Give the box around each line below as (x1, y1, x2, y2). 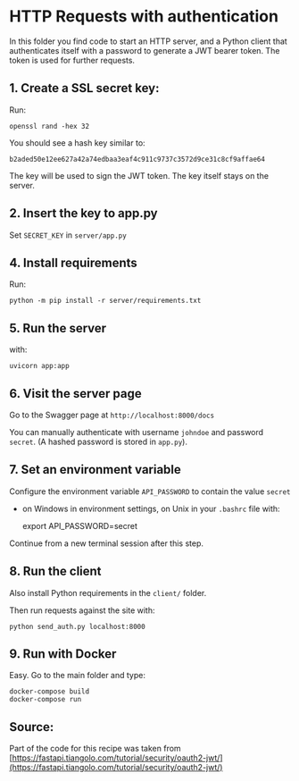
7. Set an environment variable (9, 462, 181, 477)
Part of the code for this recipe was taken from (9, 743, 181, 754)
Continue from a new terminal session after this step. (9, 538, 203, 549)
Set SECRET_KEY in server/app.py (9, 230, 127, 240)
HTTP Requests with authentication (9, 6, 279, 27)
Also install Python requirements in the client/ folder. (9, 587, 207, 598)
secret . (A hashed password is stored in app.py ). (9, 436, 187, 447)
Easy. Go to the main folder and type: (9, 670, 145, 681)
